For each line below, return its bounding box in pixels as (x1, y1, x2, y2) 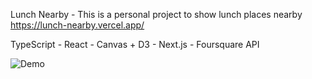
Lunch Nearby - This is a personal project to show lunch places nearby (10, 9, 303, 20)
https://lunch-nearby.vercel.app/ (10, 19, 145, 31)
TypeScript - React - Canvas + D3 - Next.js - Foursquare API (10, 39, 260, 50)
